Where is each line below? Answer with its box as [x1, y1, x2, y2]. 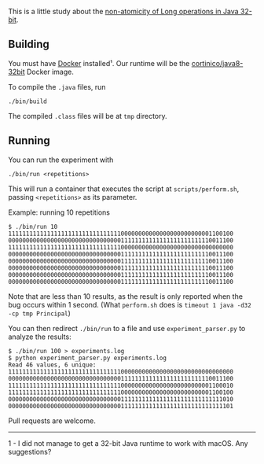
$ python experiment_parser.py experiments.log [8, 354, 167, 362]
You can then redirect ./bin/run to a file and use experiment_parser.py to [8, 323, 246, 333]
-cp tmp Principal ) [8, 308, 71, 318]
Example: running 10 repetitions [8, 208, 110, 217]
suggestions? [8, 447, 52, 456]
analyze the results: [8, 332, 72, 341]
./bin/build [8, 98, 47, 105]
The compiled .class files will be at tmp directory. [8, 111, 167, 120]
